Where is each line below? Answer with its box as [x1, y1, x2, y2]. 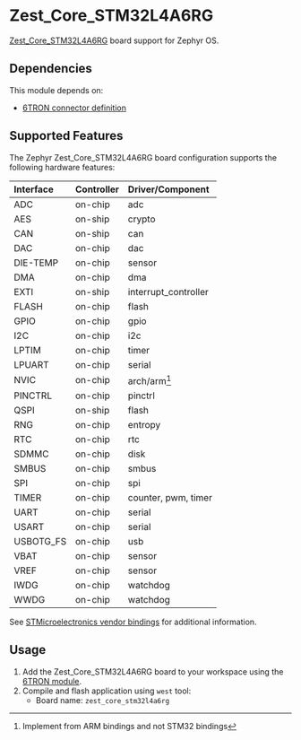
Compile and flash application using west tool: [21, 685, 192, 696]
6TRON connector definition [21, 102, 127, 113]
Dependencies [9, 61, 92, 76]
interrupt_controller [127, 285, 209, 298]
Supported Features [9, 128, 124, 144]
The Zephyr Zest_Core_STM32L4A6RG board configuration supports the [9, 152, 278, 162]
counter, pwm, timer [127, 491, 213, 503]
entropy [127, 418, 161, 431]
